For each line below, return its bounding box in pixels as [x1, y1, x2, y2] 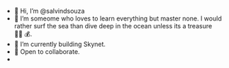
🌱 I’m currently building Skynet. [13, 40, 106, 48]
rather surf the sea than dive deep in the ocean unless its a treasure [13, 22, 213, 30]
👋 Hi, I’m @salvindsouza [13, 7, 85, 15]
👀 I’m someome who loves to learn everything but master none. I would [13, 14, 222, 23]
